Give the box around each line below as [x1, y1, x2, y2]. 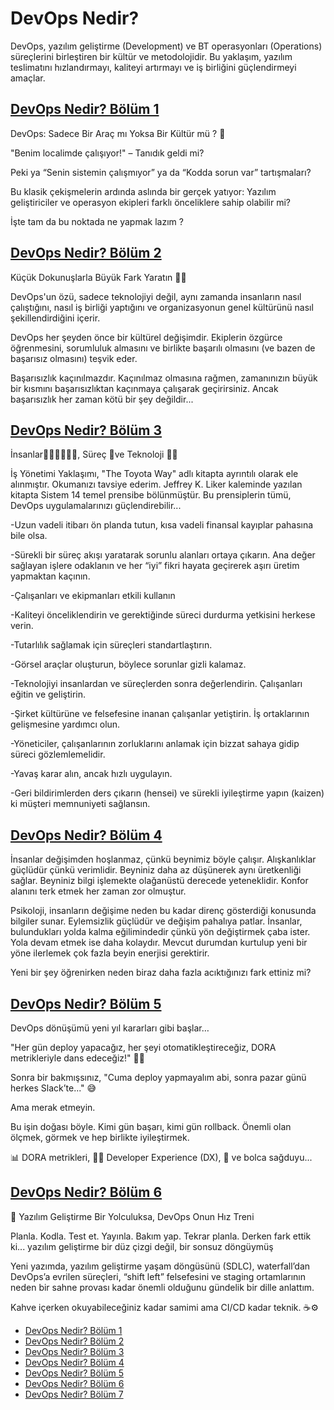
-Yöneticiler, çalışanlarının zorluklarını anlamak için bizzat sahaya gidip [10, 738, 300, 750]
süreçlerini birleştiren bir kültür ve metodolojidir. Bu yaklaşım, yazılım [10, 50, 293, 62]
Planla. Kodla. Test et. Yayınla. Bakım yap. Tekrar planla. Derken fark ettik [10, 1230, 312, 1242]
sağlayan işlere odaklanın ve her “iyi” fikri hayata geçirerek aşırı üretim [10, 560, 300, 572]
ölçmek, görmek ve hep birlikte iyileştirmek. [10, 1132, 190, 1143]
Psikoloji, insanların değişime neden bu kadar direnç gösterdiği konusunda [10, 905, 317, 917]
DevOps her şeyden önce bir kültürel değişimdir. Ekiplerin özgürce [10, 331, 283, 343]
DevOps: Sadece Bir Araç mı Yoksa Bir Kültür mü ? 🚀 [10, 127, 226, 139]
